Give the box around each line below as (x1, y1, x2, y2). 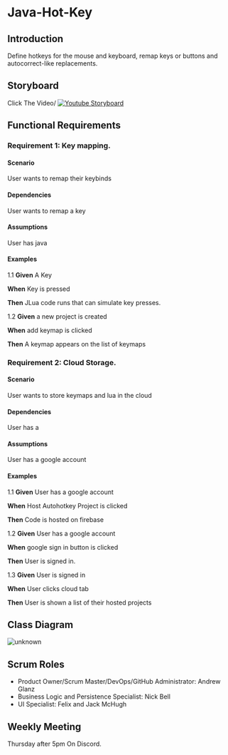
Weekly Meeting (7, 721, 82, 733)
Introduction (7, 33, 64, 45)
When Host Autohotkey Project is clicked (7, 501, 128, 510)
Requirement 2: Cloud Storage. (7, 357, 116, 367)
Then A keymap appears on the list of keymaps (7, 339, 146, 348)
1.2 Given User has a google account (7, 529, 116, 538)
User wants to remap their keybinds (7, 174, 112, 183)
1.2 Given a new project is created (7, 312, 108, 321)
